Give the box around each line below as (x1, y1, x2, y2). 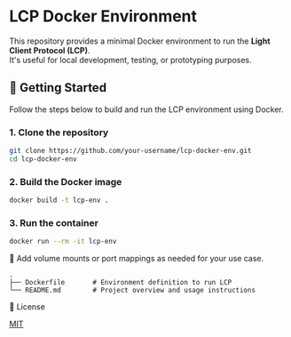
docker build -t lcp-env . (9, 196, 109, 205)
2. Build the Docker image (9, 175, 122, 188)
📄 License (9, 301, 46, 312)
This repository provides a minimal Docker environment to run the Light (9, 36, 271, 46)
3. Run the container (9, 216, 99, 229)
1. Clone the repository (9, 126, 109, 139)
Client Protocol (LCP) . (9, 44, 90, 55)
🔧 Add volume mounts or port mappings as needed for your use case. (9, 253, 264, 264)
